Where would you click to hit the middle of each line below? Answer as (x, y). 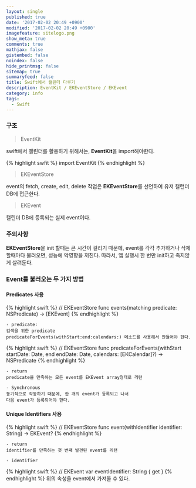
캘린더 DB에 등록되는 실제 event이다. (48, 217)
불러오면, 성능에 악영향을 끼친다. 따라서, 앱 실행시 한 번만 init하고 (100, 255)
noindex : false (25, 60)
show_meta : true (26, 39)
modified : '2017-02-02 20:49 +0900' (51, 28)
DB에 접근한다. (23, 194)
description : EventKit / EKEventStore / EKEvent (67, 88)
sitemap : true (23, 72)
